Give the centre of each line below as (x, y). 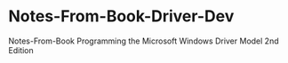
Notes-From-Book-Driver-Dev (121, 16)
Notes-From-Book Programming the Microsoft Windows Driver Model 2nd (144, 41)
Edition (21, 50)
